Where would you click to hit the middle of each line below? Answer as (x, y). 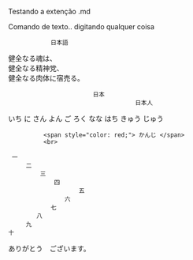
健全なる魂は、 (32, 58)
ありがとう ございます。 (49, 249)
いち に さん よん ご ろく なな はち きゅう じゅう (86, 119)
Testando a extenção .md (49, 11)
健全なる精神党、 (36, 68)
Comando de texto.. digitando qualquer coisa (82, 26)
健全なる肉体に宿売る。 (46, 78)
